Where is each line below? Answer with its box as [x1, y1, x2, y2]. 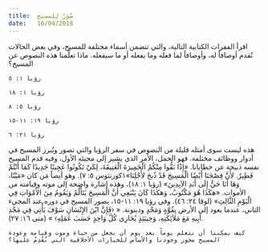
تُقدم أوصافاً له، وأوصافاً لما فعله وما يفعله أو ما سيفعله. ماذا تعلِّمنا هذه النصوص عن [8, 50, 254, 60]
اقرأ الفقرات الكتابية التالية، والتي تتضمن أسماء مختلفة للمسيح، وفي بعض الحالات [8, 41, 248, 51]
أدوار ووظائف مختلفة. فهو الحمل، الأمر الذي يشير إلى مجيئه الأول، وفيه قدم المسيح [8, 153, 254, 163]
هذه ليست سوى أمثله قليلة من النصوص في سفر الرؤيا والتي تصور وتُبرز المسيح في [8, 144, 255, 154]
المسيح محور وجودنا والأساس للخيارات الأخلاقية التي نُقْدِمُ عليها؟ [8, 235, 221, 244]
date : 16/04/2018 [8, 19, 74, 27]
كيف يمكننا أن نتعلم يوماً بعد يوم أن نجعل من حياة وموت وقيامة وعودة [8, 229, 246, 237]
